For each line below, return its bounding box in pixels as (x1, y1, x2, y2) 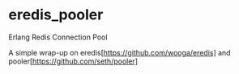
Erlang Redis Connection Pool (8, 32, 108, 42)
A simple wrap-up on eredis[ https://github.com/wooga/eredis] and (8, 47, 231, 57)
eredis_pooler (8, 6, 104, 24)
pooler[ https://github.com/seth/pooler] (8, 56, 138, 66)
